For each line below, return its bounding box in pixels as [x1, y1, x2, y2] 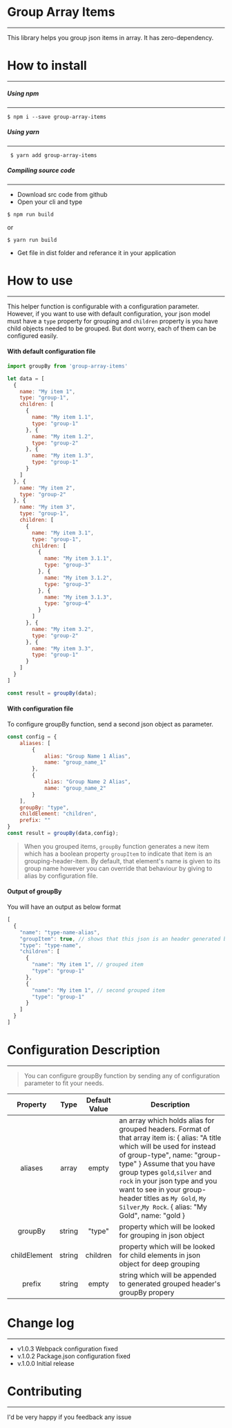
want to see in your [119, 1185, 182, 1194]
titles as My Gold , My [144, 1193, 206, 1203]
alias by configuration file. [23, 872, 98, 880]
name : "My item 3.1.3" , [43, 594, 113, 601]
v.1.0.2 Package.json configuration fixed [17, 1352, 131, 1360]
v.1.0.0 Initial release [17, 1359, 75, 1367]
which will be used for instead [119, 1141, 216, 1151]
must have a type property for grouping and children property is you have [7, 317, 219, 325]
